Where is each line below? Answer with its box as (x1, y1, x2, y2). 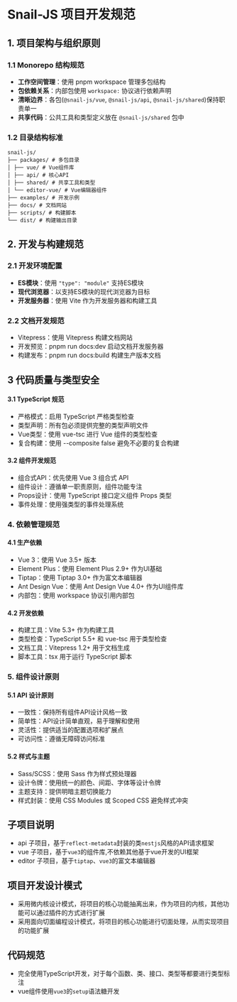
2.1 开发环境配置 (7, 261, 62, 271)
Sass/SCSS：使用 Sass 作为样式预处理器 (17, 769, 137, 778)
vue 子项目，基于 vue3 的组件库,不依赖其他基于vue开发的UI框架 (17, 848, 199, 856)
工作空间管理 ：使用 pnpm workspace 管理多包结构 (17, 77, 166, 86)
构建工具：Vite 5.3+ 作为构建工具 (17, 626, 115, 634)
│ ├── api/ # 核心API (7, 172, 70, 179)
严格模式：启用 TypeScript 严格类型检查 (17, 412, 135, 420)
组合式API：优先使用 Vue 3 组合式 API (17, 473, 129, 481)
